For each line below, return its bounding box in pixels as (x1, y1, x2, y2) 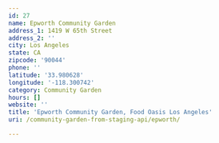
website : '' (8, 101, 48, 109)
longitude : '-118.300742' (8, 78, 94, 86)
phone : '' (8, 64, 42, 72)
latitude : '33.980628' (8, 71, 84, 79)
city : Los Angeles (8, 42, 70, 50)
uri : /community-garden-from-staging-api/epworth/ (8, 116, 181, 124)
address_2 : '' (8, 34, 56, 42)
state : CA (8, 49, 42, 57)
